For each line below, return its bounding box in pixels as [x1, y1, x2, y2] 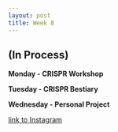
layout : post [8, 11, 51, 20]
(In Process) [8, 48, 69, 62]
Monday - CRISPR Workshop [8, 69, 104, 79]
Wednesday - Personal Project [8, 100, 110, 109]
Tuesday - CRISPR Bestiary [8, 85, 98, 94]
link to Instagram [8, 115, 63, 125]
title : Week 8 [8, 19, 55, 27]
